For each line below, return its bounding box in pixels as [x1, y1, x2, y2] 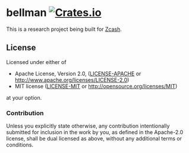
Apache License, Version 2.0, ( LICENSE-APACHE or [14, 70, 141, 77]
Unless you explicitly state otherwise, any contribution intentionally [6, 122, 170, 130]
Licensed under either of [6, 58, 67, 65]
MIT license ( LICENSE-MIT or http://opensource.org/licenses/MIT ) [14, 82, 178, 90]
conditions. [6, 141, 34, 148]
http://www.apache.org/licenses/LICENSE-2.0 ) [14, 76, 130, 83]
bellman [6, 6, 47, 20]
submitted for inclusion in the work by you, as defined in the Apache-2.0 [6, 129, 183, 136]
